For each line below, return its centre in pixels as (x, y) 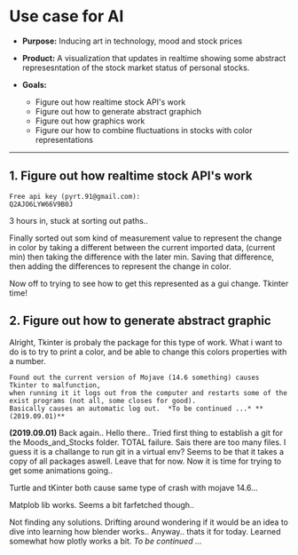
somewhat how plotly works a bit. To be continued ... (106, 541)
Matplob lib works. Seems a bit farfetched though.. (102, 504)
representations (64, 139)
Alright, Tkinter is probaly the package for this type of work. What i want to (146, 342)
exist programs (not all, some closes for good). (103, 400)
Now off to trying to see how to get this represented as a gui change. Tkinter (149, 283)
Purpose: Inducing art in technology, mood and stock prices (132, 41)
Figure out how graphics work (90, 121)
